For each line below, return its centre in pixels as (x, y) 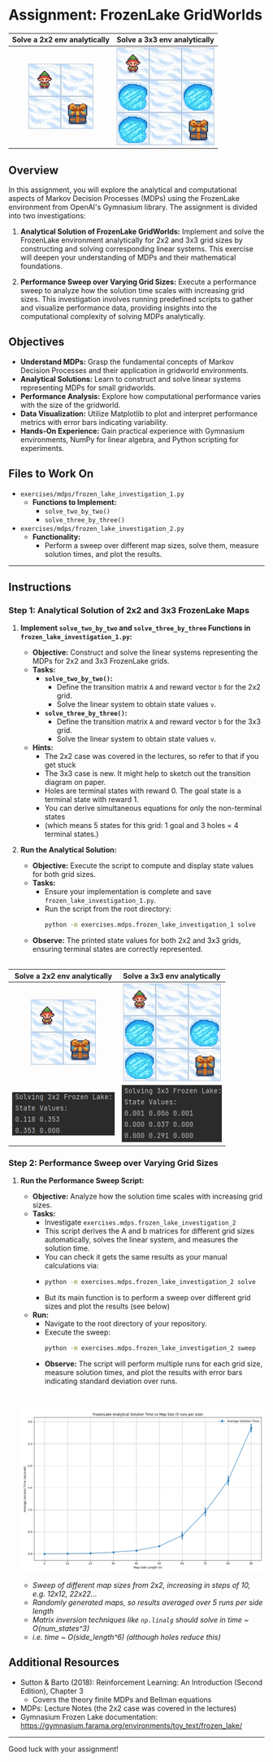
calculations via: (71, 1265)
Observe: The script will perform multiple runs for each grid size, (154, 1363)
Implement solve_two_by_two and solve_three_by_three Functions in (135, 628)
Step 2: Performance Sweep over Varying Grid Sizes (113, 1163)
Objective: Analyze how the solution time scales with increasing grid (147, 1196)
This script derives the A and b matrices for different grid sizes (149, 1230)
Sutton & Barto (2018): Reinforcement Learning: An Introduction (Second (141, 1682)
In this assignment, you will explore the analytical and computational (123, 190)
